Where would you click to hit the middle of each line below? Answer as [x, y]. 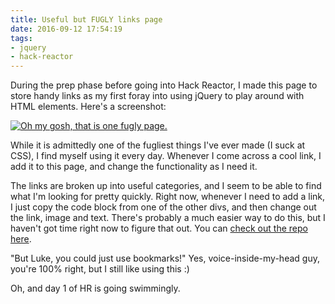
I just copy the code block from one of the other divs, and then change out [163, 207]
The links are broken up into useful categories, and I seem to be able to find [166, 186]
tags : [21, 38]
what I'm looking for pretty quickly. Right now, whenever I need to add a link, [168, 197]
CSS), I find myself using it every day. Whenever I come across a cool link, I [166, 156]
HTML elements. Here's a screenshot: [88, 107]
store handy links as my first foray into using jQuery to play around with [157, 96]
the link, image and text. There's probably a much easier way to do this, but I [168, 218]
